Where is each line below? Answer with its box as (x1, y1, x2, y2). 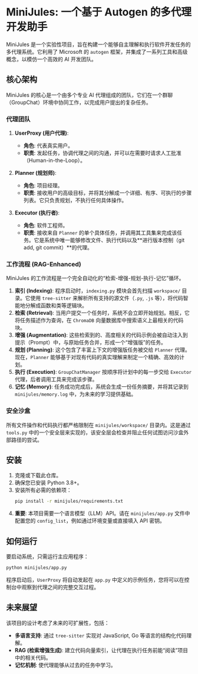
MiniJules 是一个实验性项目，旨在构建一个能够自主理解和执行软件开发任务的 (6, 41, 191, 48)
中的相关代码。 (14, 654, 51, 661)
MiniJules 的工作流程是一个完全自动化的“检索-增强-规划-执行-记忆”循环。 (6, 275, 184, 282)
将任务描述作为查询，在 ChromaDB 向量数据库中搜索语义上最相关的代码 (14, 317, 184, 324)
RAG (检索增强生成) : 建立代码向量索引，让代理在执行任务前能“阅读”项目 (14, 646, 189, 653)
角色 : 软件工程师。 (23, 222, 68, 229)
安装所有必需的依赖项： (14, 487, 72, 494)
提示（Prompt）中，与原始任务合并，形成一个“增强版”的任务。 (14, 339, 166, 346)
